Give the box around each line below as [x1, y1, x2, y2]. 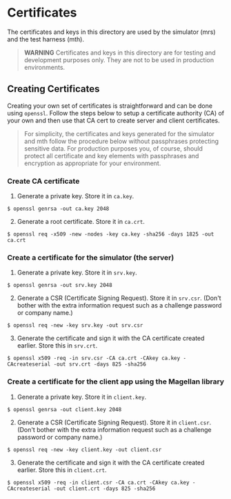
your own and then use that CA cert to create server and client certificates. [7, 116, 220, 124]
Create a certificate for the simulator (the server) [7, 252, 174, 262]
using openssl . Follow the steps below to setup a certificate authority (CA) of [7, 109, 225, 117]
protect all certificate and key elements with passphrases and [23, 151, 199, 160]
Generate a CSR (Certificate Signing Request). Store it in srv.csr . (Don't [17, 294, 222, 302]
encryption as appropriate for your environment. [23, 159, 161, 167]
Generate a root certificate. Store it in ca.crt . [17, 218, 145, 226]
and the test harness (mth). [7, 35, 85, 43]
